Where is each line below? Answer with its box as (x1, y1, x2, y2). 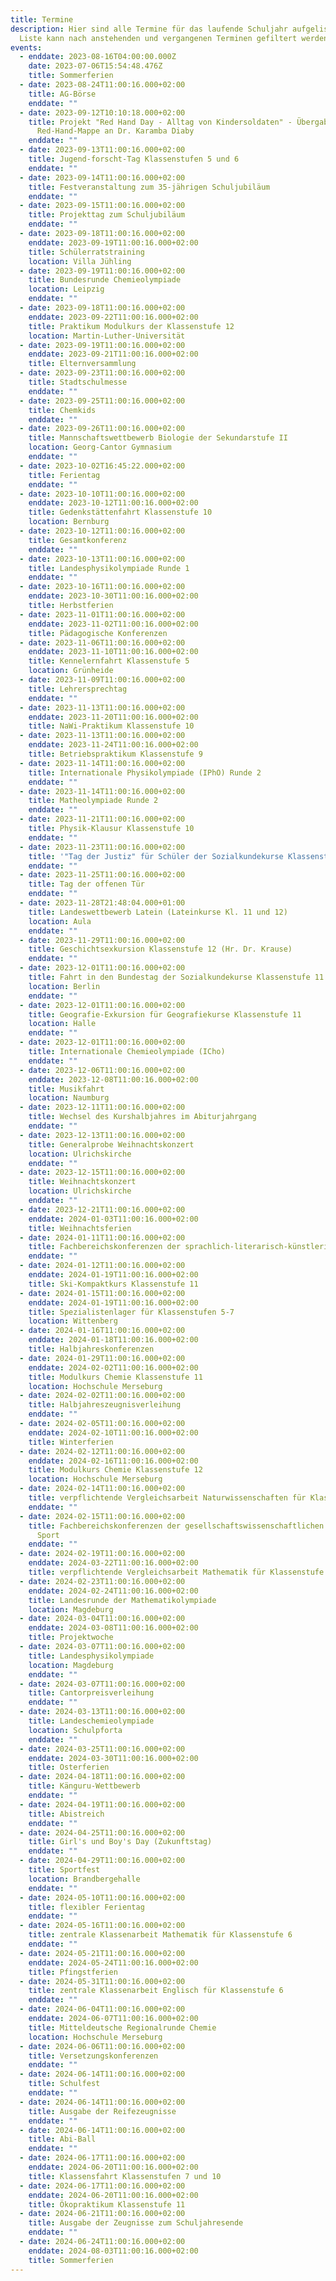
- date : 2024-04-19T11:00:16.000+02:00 (19, 1799, 186, 1810)
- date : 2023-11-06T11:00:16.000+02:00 (19, 637, 186, 648)
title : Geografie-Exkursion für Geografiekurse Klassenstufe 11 (28, 1009, 302, 1020)
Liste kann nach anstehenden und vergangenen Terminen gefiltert (19, 33, 298, 43)
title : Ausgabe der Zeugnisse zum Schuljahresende (28, 2218, 244, 2228)
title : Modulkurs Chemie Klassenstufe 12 (28, 1465, 203, 1475)
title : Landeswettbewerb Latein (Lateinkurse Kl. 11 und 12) (28, 907, 288, 917)
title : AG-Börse (28, 89, 97, 99)
